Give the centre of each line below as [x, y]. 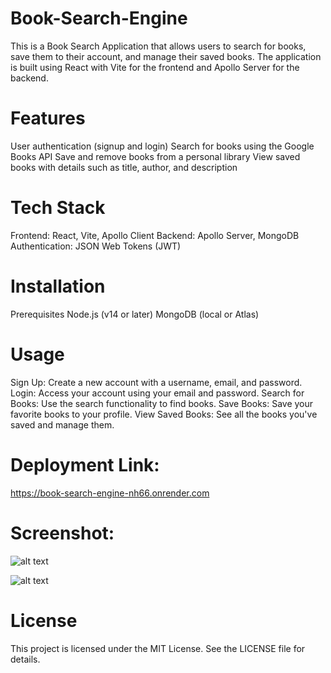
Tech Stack [58, 208]
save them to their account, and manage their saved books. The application [166, 56]
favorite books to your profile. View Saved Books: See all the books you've [164, 414]
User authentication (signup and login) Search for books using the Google [162, 146]
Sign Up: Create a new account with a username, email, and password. [156, 382]
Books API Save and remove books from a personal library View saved [155, 156]
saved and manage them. [62, 424]
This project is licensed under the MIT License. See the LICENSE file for [158, 648]
